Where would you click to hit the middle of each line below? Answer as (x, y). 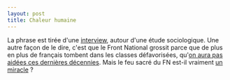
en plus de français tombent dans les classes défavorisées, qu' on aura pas (115, 55)
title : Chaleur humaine (42, 20)
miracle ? (20, 70)
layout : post (26, 14)
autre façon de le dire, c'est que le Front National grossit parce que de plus (115, 47)
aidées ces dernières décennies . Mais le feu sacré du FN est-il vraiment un (115, 62)
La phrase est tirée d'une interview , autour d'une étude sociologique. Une (113, 40)
